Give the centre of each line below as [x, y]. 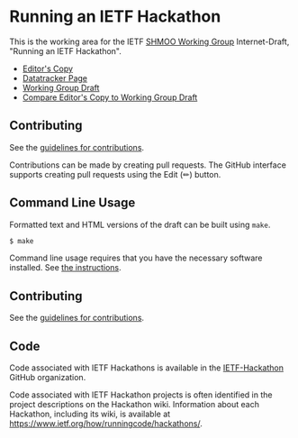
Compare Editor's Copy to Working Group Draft [110, 97]
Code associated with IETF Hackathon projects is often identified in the [141, 395]
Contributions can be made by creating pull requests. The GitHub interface [148, 165]
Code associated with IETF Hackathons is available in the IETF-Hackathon [146, 368]
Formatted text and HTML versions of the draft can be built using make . [140, 224]
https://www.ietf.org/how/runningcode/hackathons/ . [106, 424]
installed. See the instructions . [65, 268]
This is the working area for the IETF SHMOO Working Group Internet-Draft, [149, 41]
